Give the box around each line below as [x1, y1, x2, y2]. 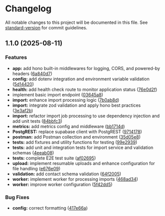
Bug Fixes [5, 194, 30, 201]
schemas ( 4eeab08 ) [12, 149, 54, 155]
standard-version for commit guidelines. [5, 24, 87, 30]
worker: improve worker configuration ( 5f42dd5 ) [12, 181, 113, 187]
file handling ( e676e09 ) [12, 165, 61, 171]
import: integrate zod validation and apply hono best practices [12, 102, 141, 108]
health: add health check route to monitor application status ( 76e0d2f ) [12, 86, 158, 92]
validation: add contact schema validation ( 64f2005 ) [12, 171, 122, 177]
